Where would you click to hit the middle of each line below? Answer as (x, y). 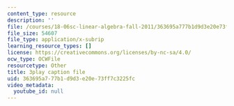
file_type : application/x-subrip (56, 40)
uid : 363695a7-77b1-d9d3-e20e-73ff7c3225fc (71, 78)
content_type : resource (42, 14)
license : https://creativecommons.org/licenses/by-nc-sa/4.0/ (99, 53)
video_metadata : (31, 85)
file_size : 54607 (32, 33)
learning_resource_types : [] (49, 46)
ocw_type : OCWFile (34, 59)
